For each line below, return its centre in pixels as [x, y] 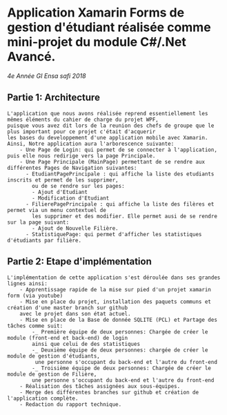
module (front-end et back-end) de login [68, 338]
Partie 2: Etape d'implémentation [79, 261]
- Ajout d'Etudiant [60, 192]
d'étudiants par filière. [44, 240]
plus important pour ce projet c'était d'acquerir [81, 132]
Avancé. [31, 57]
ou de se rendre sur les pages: [79, 186]
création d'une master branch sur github [68, 308]
